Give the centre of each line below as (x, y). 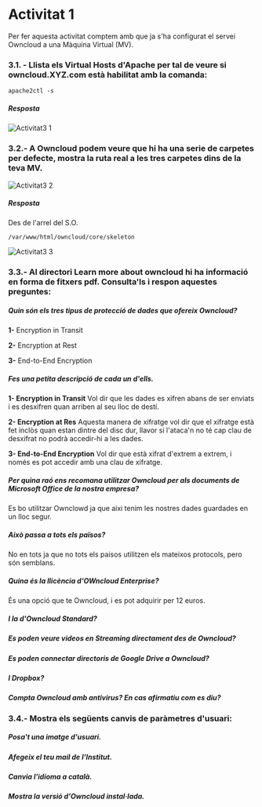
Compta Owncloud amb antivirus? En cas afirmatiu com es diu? (115, 698)
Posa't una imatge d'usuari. (55, 737)
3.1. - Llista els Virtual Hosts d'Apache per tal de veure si (117, 64)
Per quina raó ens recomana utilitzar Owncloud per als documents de (124, 480)
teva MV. (25, 168)
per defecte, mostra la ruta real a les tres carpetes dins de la (125, 159)
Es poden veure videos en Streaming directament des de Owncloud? (122, 638)
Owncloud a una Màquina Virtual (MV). (71, 44)
